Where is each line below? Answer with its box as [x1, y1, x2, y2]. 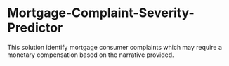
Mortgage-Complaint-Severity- [7, 5, 195, 21]
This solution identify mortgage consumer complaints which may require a [7, 43, 223, 51]
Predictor [7, 20, 63, 36]
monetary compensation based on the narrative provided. [7, 51, 174, 59]
